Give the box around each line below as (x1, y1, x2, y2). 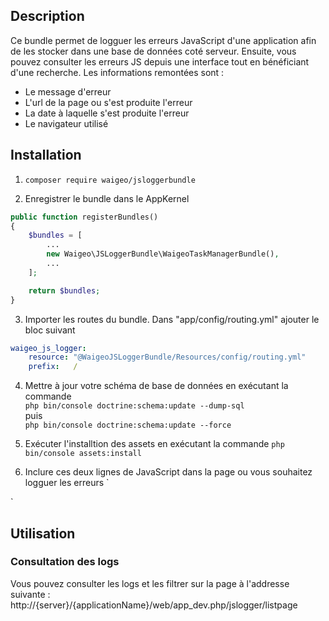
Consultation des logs (10, 555, 120, 569)
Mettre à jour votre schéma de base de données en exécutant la (24, 380, 289, 392)
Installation (10, 147, 82, 164)
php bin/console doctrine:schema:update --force (24, 420, 232, 431)
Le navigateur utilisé (24, 117, 109, 129)
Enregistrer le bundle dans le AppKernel (24, 192, 190, 204)
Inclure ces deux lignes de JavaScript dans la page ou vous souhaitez (24, 466, 313, 478)
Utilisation (10, 525, 76, 542)
